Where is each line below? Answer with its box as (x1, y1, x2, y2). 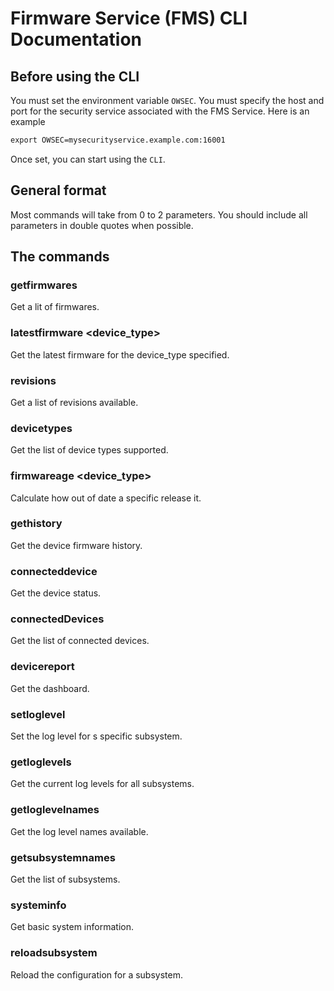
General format (10, 182, 107, 199)
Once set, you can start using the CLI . (10, 153, 166, 165)
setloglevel (10, 707, 66, 721)
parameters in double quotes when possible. (10, 219, 194, 231)
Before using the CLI (10, 68, 140, 85)
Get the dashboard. (10, 682, 90, 694)
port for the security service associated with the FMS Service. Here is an (10, 105, 310, 117)
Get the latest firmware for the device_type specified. (10, 348, 230, 361)
